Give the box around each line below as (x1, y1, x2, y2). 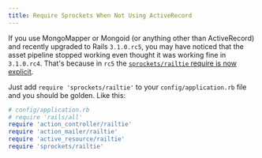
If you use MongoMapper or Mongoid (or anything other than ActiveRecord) (8, 33, 255, 43)
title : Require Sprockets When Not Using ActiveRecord (8, 11, 193, 20)
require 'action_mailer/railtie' (8, 128, 118, 136)
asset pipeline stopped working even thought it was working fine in (8, 50, 226, 59)
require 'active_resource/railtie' (8, 135, 125, 143)
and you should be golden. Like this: (8, 90, 126, 100)
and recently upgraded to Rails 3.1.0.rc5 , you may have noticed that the (8, 41, 245, 51)
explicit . (8, 66, 34, 76)
